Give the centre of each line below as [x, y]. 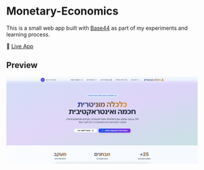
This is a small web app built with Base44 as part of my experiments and [97, 28]
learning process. [28, 34]
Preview [22, 65]
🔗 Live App [20, 46]
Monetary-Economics [63, 11]
